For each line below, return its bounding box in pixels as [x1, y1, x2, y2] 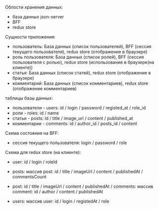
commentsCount [12, 174, 47, 180]
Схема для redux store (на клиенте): [5, 150, 81, 155]
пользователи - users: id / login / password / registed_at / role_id [12, 105, 146, 110]
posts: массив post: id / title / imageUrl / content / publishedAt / [12, 168, 143, 174]
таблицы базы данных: [5, 95, 53, 101]
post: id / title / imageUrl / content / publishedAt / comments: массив [12, 183, 154, 189]
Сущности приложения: [5, 34, 56, 40]
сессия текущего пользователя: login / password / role [12, 140, 127, 146]
